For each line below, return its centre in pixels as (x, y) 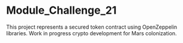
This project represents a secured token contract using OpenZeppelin (92, 27)
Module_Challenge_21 (61, 10)
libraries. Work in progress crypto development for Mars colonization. (91, 33)
